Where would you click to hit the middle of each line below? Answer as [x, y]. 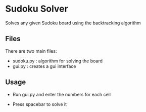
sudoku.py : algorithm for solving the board [57, 61]
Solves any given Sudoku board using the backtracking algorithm [73, 23]
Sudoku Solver [37, 9]
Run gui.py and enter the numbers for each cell [62, 94]
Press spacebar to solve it [40, 104]
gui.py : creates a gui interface [44, 66]
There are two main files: [31, 51]
